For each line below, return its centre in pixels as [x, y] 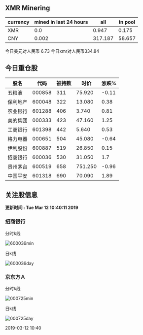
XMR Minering [28, 8]
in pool [127, 22]
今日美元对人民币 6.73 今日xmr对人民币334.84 [52, 51]
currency [18, 22]
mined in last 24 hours [61, 22]
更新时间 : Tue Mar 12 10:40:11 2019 [42, 208]
